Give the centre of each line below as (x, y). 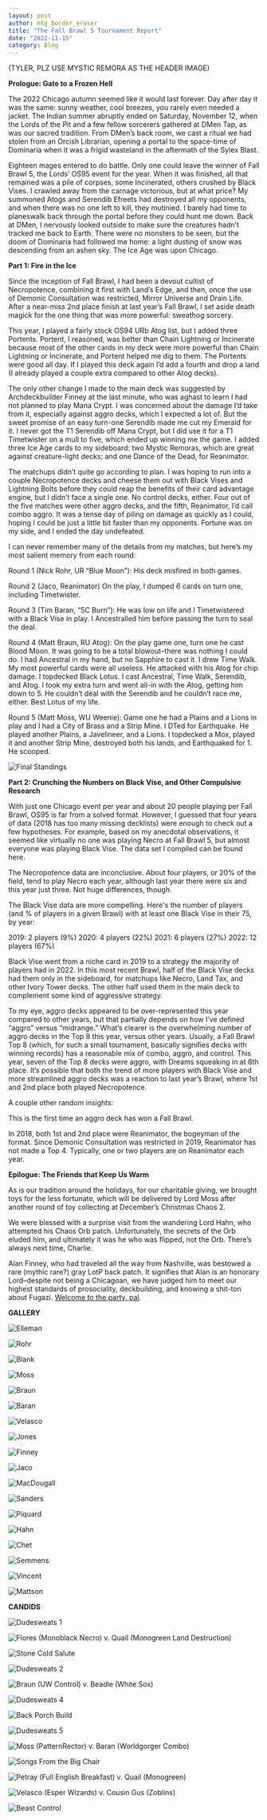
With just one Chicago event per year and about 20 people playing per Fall (130, 807)
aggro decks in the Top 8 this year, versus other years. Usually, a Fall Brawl (132, 1037)
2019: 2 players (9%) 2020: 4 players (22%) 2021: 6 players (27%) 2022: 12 (133, 938)
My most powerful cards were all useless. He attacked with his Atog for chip (133, 668)
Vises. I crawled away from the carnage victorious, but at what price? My (128, 191)
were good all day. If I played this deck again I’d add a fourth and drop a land (134, 365)
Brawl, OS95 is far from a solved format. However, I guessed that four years (133, 815)
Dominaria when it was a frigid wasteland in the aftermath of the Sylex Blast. (133, 150)
